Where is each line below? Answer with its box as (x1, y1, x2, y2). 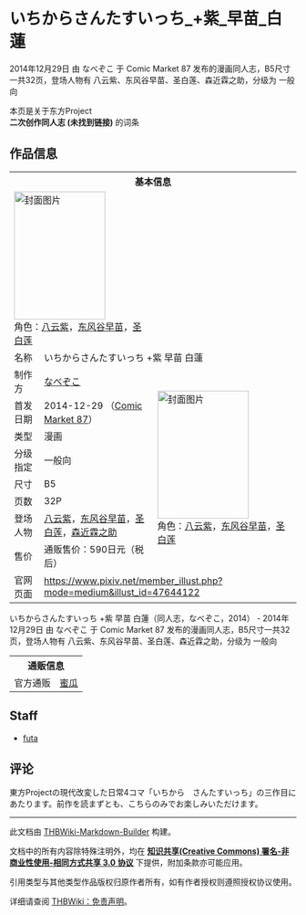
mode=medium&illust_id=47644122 (44, 585, 200, 598)
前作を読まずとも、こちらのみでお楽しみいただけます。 (56, 798, 263, 809)
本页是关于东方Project (9, 105, 93, 116)
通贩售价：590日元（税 (44, 542, 144, 555)
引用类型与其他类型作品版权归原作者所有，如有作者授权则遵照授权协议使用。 (9, 877, 297, 888)
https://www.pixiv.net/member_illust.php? (44, 574, 223, 587)
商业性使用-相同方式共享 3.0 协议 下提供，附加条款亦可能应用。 (9, 857, 248, 868)
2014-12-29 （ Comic (44, 399, 143, 412)
